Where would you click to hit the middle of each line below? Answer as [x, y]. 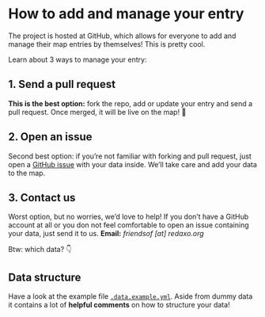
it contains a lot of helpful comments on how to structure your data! [119, 305]
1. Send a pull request [62, 84]
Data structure [45, 277]
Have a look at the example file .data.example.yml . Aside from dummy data [131, 296]
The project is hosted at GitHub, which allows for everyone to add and [122, 36]
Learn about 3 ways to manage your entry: [78, 59]
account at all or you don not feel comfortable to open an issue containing [129, 225]
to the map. [27, 173]
